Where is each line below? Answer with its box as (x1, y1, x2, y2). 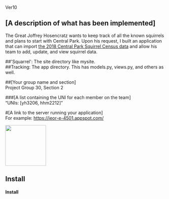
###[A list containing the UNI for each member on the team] (5, 94, 131, 101)
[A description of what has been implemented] (5, 19, 156, 27)
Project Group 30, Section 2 (5, 84, 63, 90)
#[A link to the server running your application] (5, 109, 103, 116)
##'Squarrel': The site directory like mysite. (5, 58, 95, 64)
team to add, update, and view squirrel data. (5, 48, 98, 55)
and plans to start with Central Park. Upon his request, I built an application (5, 38, 162, 44)
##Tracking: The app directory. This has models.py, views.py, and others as (5, 63, 164, 70)
